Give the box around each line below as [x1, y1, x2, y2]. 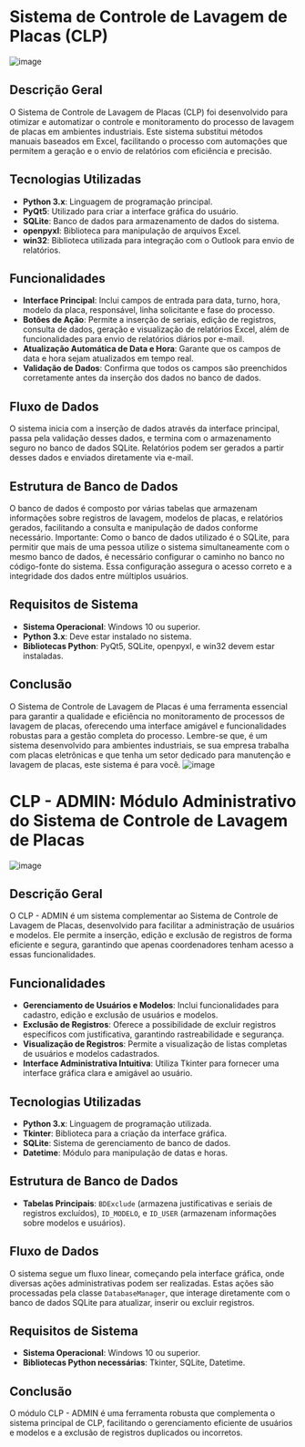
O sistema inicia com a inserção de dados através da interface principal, [9, 423, 280, 434]
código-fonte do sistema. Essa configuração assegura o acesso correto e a [9, 561, 293, 572]
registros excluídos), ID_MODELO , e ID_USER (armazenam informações [22, 1207, 277, 1218]
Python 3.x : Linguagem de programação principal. [22, 196, 213, 207]
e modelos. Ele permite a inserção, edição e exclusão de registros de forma [9, 930, 293, 941]
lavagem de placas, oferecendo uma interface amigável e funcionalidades [9, 720, 287, 731]
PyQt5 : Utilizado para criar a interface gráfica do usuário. [22, 205, 239, 216]
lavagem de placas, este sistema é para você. [9, 759, 181, 770]
